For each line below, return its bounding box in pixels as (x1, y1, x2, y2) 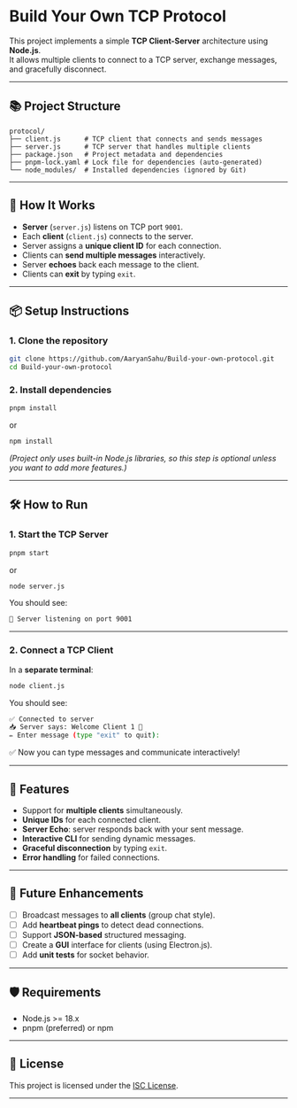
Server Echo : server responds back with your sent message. (21, 824, 244, 834)
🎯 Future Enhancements (9, 886, 144, 901)
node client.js (9, 681, 65, 690)
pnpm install (9, 404, 57, 413)
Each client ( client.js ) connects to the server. (21, 230, 194, 241)
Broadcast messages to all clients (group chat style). (21, 910, 216, 920)
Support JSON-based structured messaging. (21, 929, 187, 940)
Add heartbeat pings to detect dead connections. (21, 919, 204, 930)
